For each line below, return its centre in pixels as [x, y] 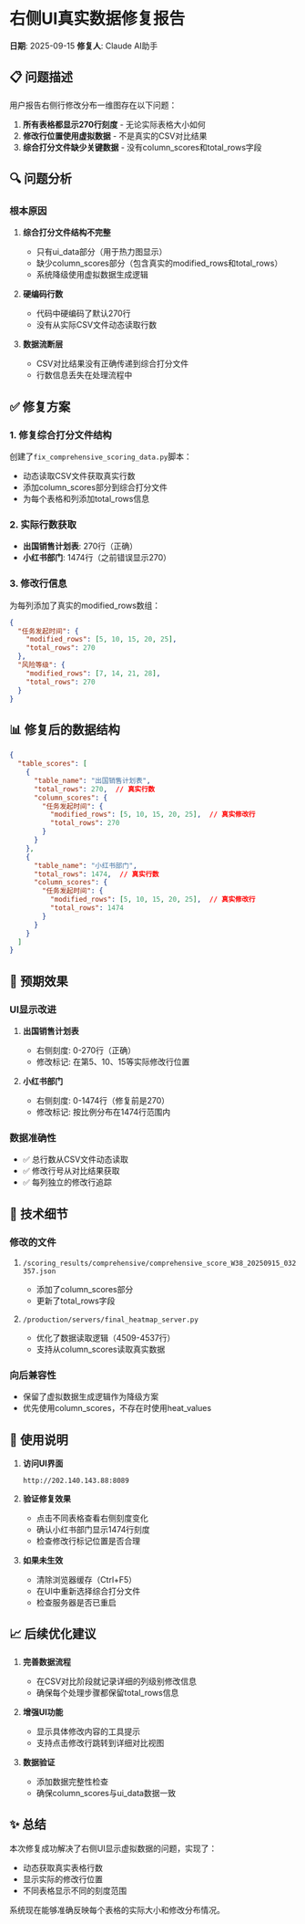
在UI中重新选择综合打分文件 [88, 1591]
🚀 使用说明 [39, 1440]
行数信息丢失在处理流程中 [84, 375]
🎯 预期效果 [39, 981]
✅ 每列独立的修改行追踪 [67, 1182]
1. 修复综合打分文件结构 [61, 434]
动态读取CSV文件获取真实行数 [79, 476]
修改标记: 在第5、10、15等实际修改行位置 [113, 1061]
